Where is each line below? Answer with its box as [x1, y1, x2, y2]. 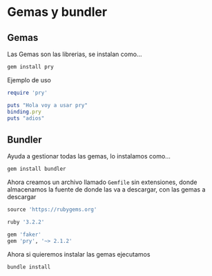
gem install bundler [7, 165, 67, 173]
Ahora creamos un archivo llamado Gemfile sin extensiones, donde [7, 178, 197, 187]
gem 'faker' [7, 231, 41, 238]
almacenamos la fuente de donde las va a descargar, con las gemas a [7, 185, 206, 194]
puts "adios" [7, 115, 45, 122]
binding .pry [7, 108, 41, 115]
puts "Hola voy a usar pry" [7, 102, 88, 109]
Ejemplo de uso [7, 75, 52, 84]
